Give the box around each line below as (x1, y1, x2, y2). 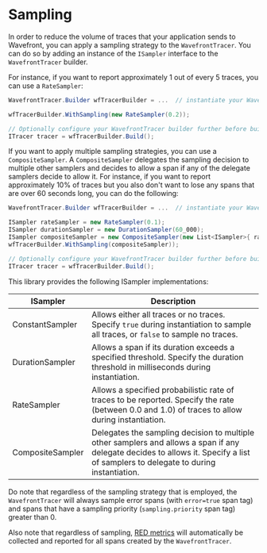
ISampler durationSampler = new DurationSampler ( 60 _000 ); (8, 226, 204, 234)
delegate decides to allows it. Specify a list (91, 447, 250, 458)
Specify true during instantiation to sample (91, 319, 252, 330)
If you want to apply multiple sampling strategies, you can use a (8, 147, 217, 156)
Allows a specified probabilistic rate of (91, 384, 234, 395)
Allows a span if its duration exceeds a (91, 341, 235, 352)
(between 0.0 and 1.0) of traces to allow (91, 404, 242, 415)
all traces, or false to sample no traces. (91, 328, 238, 340)
